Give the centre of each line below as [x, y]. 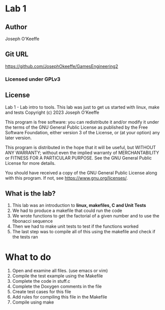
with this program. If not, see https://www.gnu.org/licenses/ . [66, 178]
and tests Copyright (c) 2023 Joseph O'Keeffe [52, 112]
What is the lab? [30, 193]
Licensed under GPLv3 [33, 79]
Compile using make [33, 302]
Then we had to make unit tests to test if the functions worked [75, 226]
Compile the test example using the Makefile [58, 276]
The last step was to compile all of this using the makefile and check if [84, 232]
